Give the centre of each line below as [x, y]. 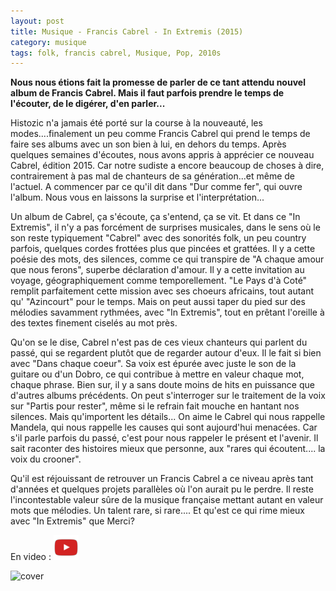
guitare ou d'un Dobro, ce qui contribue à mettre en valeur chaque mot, [157, 374]
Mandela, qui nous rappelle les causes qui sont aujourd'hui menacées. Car [164, 427]
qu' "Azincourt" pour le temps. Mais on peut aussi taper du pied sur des [158, 302]
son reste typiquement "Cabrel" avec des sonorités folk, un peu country [158, 238]
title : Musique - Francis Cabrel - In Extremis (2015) [127, 31]
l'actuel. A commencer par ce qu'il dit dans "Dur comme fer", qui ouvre [156, 187]
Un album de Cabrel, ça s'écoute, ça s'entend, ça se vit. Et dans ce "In [155, 217]
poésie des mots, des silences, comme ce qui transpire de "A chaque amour [167, 259]
